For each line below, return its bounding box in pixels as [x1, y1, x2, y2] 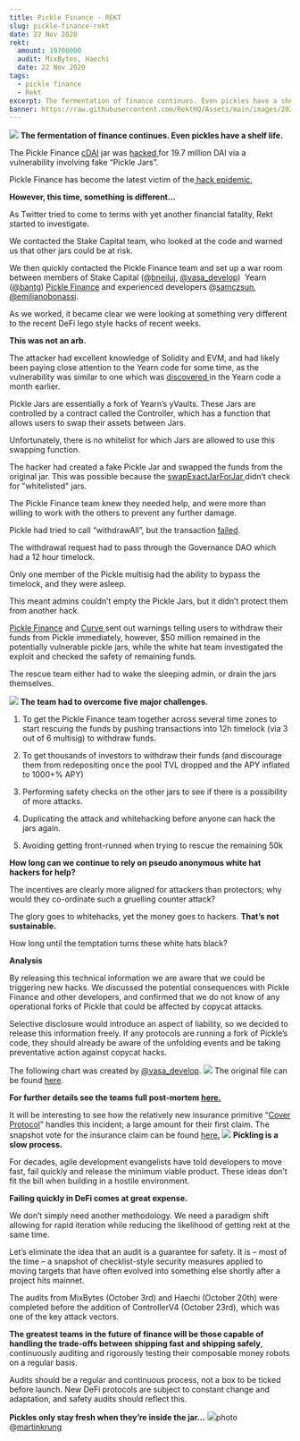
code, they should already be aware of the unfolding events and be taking [9, 1038, 281, 1048]
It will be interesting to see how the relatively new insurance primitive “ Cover [9, 1110, 291, 1121]
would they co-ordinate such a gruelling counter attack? [9, 894, 216, 904]
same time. [9, 1229, 51, 1240]
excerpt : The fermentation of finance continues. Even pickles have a [9, 96, 278, 106]
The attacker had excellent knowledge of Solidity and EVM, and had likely [9, 352, 279, 363]
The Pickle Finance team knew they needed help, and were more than [9, 498, 266, 509]
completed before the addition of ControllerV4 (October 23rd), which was [9, 1302, 280, 1313]
